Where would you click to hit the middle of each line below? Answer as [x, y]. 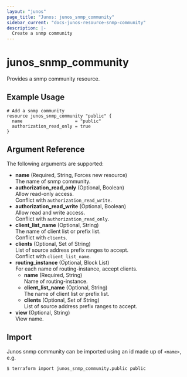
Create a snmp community [42, 34]
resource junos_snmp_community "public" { [59, 116]
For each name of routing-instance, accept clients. [76, 269]
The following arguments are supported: [55, 164]
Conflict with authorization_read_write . [63, 200]
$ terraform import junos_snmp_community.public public [76, 368]
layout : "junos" [26, 11]
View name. [29, 319]
